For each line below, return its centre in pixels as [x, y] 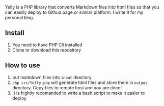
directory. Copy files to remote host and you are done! [67, 87]
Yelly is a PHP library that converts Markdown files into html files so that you [82, 7]
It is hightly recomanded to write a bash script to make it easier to [78, 93]
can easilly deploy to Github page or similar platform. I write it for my [74, 12]
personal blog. [20, 17]
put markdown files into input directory [52, 77]
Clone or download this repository [47, 50]
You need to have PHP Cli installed [47, 45]
